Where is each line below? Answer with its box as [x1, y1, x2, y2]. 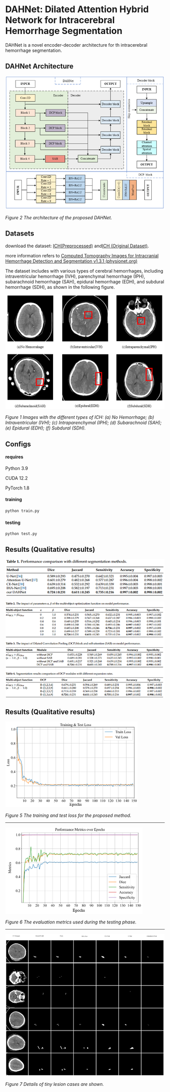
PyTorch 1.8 [5, 485, 30, 491]
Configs [5, 440, 31, 448]
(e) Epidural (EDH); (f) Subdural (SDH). [5, 425, 86, 431]
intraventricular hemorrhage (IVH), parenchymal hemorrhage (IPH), [5, 273, 145, 279]
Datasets [5, 229, 34, 238]
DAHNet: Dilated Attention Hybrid [5, 4, 149, 15]
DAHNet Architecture [5, 62, 74, 71]
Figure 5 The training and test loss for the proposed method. [5, 812, 132, 818]
